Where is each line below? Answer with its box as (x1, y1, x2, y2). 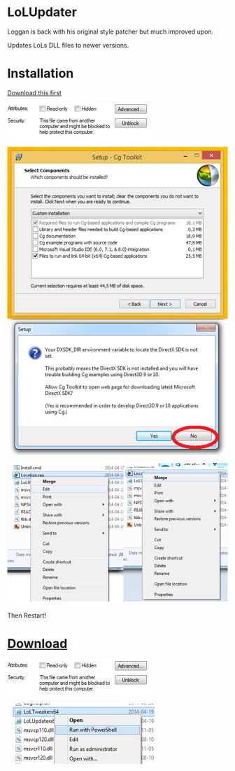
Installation (7, 66, 74, 81)
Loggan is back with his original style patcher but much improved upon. (7, 27, 214, 36)
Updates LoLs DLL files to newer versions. (7, 41, 129, 49)
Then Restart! (7, 611, 47, 620)
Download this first (7, 88, 62, 97)
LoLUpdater (7, 4, 77, 20)
